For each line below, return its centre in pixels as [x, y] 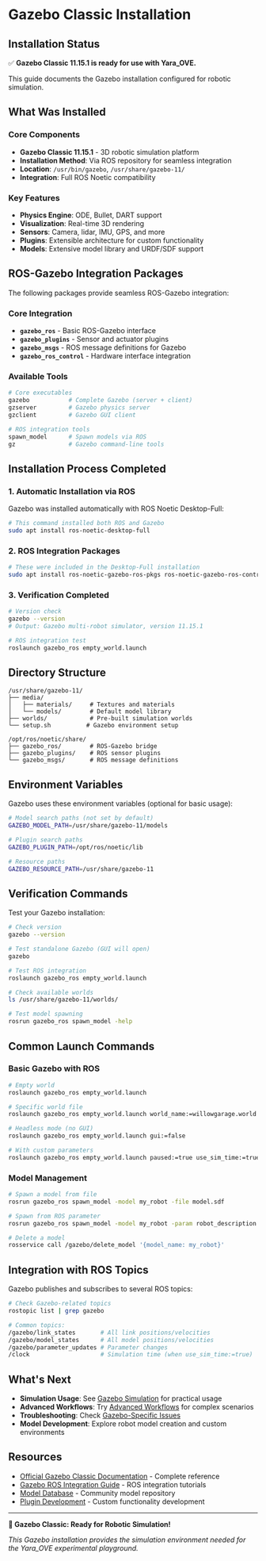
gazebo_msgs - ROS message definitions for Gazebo [103, 347]
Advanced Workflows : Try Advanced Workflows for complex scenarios [137, 1407]
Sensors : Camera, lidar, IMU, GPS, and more [92, 232]
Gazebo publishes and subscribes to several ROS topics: [101, 1289]
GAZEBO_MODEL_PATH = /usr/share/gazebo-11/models [88, 826]
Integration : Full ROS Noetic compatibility [87, 177]
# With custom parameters [51, 1151]
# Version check [35, 612]
